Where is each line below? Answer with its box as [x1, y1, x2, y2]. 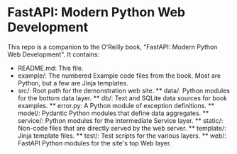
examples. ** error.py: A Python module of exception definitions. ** [17, 101, 215, 109]
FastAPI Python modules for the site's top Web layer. [17, 138, 172, 147]
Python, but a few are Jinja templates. [17, 78, 129, 87]
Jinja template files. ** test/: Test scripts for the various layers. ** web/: [17, 131, 227, 140]
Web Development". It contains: [7, 50, 100, 59]
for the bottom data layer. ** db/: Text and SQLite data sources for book [17, 93, 228, 102]
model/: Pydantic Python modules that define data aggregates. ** [17, 109, 209, 117]
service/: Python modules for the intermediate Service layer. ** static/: [17, 116, 224, 124]
